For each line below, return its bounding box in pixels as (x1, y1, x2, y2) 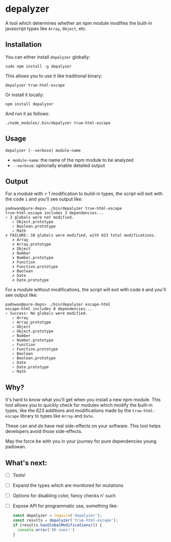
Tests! (12, 472, 26, 478)
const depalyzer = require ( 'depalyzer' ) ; (12, 513, 103, 518)
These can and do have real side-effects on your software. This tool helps (5, 423, 161, 429)
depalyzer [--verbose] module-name (5, 148, 81, 153)
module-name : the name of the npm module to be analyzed (12, 157, 134, 163)
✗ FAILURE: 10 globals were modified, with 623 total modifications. (5, 233, 157, 238)
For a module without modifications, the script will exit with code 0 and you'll (5, 287, 166, 293)
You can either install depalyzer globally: (5, 54, 90, 60)
